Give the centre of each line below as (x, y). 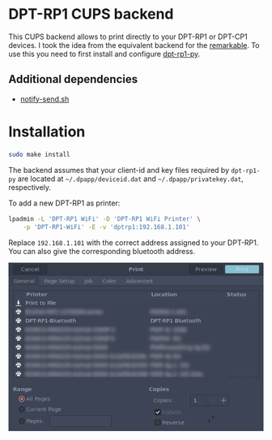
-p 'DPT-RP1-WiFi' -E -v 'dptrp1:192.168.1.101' (106, 227)
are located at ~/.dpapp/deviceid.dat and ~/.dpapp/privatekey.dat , (131, 179)
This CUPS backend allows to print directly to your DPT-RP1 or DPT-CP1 (128, 37)
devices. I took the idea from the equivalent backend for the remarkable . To (134, 45)
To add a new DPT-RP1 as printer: (64, 203)
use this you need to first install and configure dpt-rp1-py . (104, 54)
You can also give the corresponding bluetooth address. (102, 252)
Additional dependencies (73, 79)
